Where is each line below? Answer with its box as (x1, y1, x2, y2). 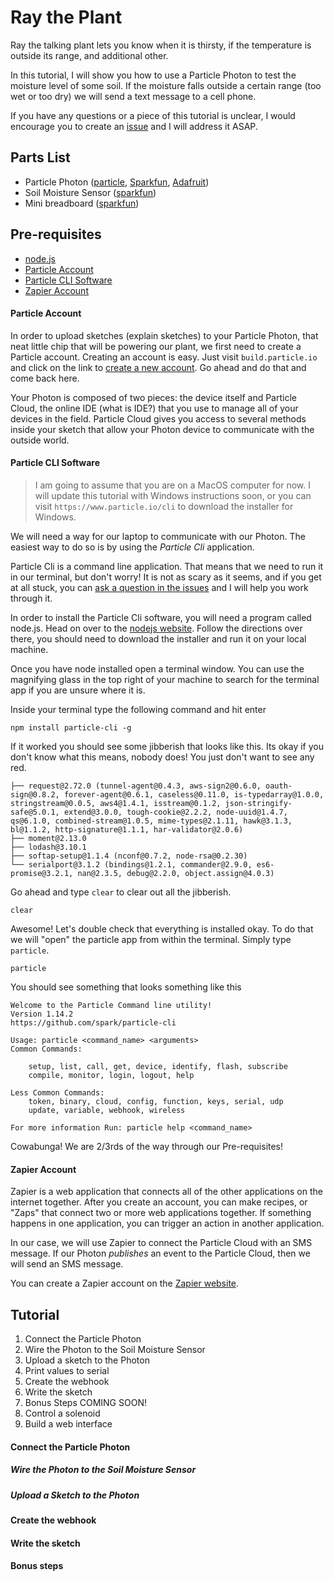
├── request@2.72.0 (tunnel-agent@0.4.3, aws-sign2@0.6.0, (10, 781, 262, 791)
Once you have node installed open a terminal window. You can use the (10, 662, 305, 675)
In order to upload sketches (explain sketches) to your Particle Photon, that (10, 329, 319, 341)
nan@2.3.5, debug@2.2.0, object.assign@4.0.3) (77, 868, 275, 878)
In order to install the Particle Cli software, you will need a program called (10, 611, 312, 623)
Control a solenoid (24, 1407, 101, 1419)
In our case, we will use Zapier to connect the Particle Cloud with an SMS (10, 1237, 313, 1249)
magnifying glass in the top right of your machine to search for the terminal (10, 673, 320, 685)
